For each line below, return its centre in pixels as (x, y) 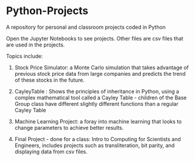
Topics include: (24, 56)
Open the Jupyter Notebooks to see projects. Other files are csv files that (95, 38)
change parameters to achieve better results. (69, 128)
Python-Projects (47, 11)
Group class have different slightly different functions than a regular (96, 103)
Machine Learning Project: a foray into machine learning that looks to (98, 121)
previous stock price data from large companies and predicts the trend (100, 73)
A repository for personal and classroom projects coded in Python (86, 27)
